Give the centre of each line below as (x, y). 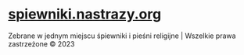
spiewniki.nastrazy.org (85, 14)
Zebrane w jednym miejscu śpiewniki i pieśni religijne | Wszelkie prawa (122, 36)
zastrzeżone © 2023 (41, 43)
